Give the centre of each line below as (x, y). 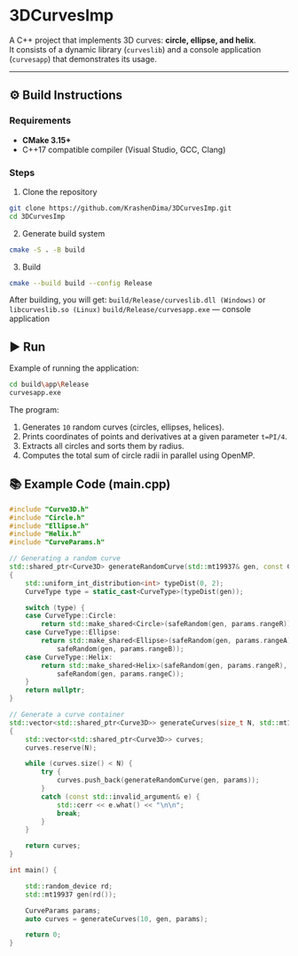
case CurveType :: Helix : (69, 657)
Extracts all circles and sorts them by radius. (103, 446)
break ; (69, 813)
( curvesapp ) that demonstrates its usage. (83, 59)
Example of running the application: (74, 368)
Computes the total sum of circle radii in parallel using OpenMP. (138, 455)
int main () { (33, 871)
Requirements (40, 121)
